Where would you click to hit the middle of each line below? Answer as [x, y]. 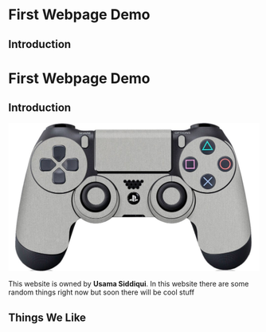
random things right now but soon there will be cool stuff [102, 292]
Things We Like [47, 317]
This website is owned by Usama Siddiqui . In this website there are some [129, 284]
